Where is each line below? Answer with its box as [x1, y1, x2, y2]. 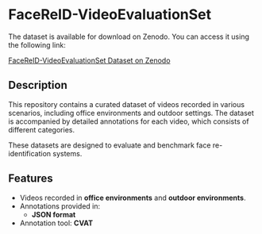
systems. [52, 148, 83, 158]
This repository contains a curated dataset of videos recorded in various [8, 99, 245, 109]
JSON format [31, 209, 76, 219]
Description [8, 79, 67, 92]
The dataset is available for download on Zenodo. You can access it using [8, 32, 250, 41]
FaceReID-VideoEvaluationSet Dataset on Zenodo [8, 56, 171, 65]
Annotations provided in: [19, 201, 101, 211]
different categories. [8, 125, 75, 134]
